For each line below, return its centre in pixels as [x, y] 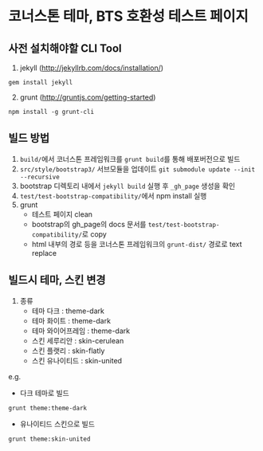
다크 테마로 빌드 [44, 393]
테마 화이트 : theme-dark [71, 320]
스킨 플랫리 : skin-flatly [68, 351]
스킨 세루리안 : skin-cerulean [78, 340]
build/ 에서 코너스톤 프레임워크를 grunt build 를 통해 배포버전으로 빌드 [130, 159]
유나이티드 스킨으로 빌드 [57, 424]
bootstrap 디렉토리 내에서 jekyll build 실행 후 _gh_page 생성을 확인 [128, 186]
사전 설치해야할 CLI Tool [65, 48]
